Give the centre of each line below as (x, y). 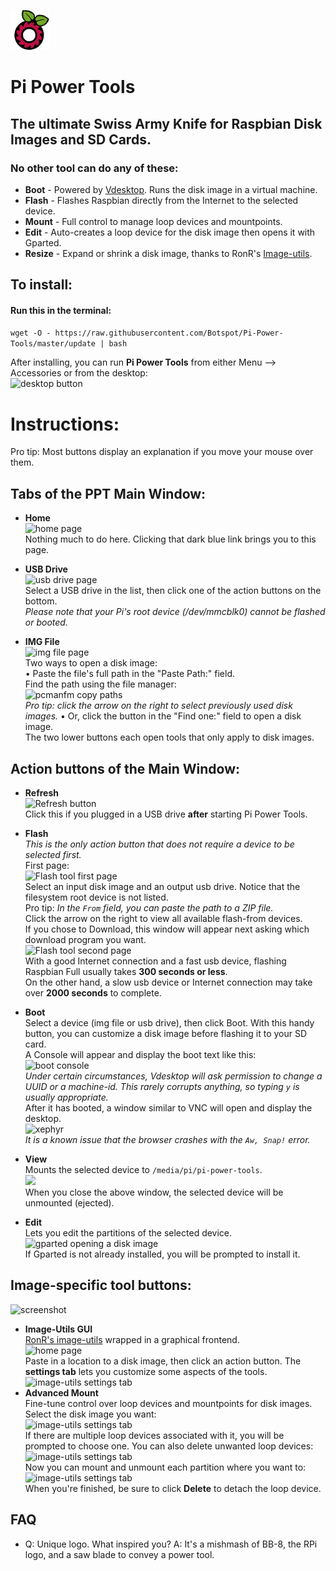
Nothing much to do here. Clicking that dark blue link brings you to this (170, 539)
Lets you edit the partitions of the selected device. (128, 1233)
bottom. (41, 601)
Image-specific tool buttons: (101, 1285)
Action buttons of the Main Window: (125, 768)
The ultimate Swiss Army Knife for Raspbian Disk (166, 123)
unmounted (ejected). (69, 1203)
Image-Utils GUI (58, 1329)
